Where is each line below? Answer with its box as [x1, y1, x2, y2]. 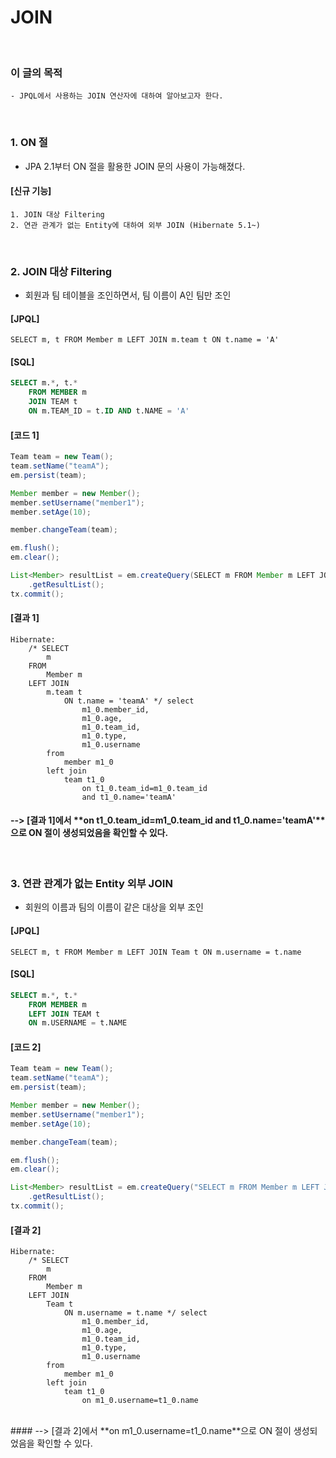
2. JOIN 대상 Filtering [10, 264, 113, 278]
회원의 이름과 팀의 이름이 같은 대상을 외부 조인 [24, 901, 204, 913]
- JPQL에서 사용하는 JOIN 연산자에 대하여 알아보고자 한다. [10, 91, 224, 101]
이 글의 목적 [10, 66, 63, 80]
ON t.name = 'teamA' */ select [63, 696, 195, 706]
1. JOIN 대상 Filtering [10, 209, 105, 220]
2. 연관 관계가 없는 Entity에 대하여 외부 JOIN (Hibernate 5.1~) [10, 220, 261, 230]
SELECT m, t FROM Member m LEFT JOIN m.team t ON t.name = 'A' [10, 335, 280, 345]
